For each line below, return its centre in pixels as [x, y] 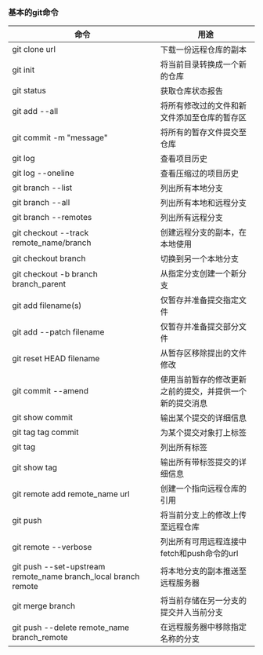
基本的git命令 [33, 12]
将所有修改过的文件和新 [203, 106]
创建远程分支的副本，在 [203, 232]
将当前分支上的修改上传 [203, 515]
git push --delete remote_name [71, 628]
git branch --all [41, 203]
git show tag [34, 467]
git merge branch [44, 606]
